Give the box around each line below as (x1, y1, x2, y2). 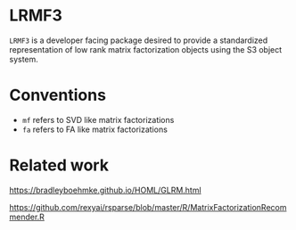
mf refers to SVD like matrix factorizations (21, 114, 175, 125)
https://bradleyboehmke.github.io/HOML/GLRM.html (9, 185, 202, 195)
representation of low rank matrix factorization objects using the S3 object (9, 44, 283, 54)
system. (9, 53, 38, 64)
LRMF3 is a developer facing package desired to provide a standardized (9, 35, 268, 45)
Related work (9, 155, 110, 176)
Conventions (9, 86, 107, 105)
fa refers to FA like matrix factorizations (21, 124, 168, 135)
